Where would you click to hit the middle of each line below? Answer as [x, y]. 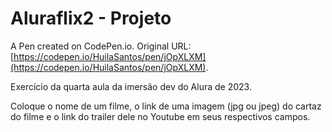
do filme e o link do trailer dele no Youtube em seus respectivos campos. [160, 116]
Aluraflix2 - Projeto [91, 18]
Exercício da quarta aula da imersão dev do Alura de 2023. [131, 86]
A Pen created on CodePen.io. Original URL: [101, 46]
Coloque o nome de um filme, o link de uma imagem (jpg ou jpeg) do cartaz [166, 106]
